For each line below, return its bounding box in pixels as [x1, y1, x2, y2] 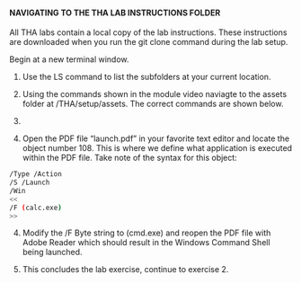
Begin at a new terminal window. [9, 54, 129, 65]
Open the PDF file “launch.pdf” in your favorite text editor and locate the [22, 133, 290, 144]
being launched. [22, 247, 83, 258]
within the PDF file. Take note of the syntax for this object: [22, 153, 238, 164]
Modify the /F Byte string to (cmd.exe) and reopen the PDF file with [22, 227, 271, 238]
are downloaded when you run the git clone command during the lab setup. [9, 37, 288, 48]
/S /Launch [9, 178, 50, 188]
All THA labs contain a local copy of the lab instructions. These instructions [9, 27, 288, 38]
